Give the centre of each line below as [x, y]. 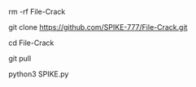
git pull [20, 58]
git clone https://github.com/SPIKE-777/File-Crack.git [98, 27]
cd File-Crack [31, 43]
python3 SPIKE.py [39, 74]
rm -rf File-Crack [37, 12]
